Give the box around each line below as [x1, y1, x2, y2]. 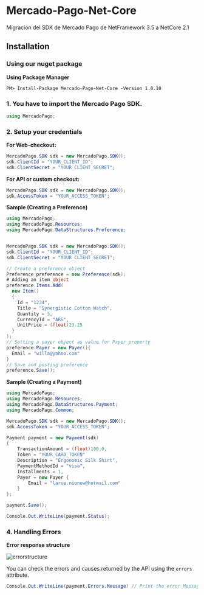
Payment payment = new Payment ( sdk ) [6, 434, 99, 441]
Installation [6, 41, 50, 52]
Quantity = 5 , [17, 311, 53, 317]
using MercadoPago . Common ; [6, 407, 75, 413]
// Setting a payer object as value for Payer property [6, 339, 151, 346]
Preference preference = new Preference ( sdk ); [6, 271, 126, 277]
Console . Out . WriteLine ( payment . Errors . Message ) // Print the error [6, 583, 181, 590]
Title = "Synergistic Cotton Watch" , [17, 305, 113, 311]
